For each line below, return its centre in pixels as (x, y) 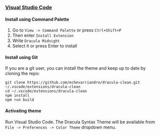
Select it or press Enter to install (45, 46)
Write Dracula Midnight (36, 41)
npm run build (20, 100)
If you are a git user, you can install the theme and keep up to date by (76, 68)
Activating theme (23, 111)
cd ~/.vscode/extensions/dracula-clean (46, 91)
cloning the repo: (22, 74)
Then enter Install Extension (43, 36)
